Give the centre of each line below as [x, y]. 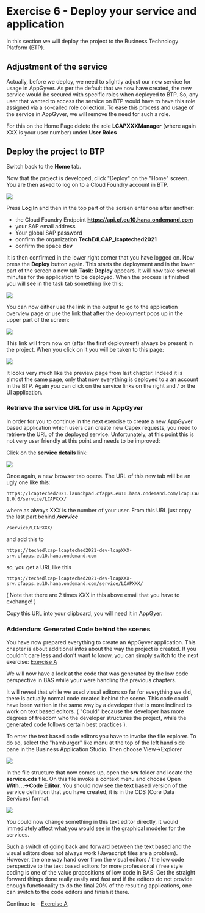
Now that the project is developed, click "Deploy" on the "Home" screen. [98, 178]
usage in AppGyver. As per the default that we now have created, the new [99, 88]
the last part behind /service [42, 517]
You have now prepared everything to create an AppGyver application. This [101, 642]
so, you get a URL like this [39, 567]
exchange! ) [21, 601]
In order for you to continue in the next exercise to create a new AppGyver [100, 421]
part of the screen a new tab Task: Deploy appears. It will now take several [101, 271]
